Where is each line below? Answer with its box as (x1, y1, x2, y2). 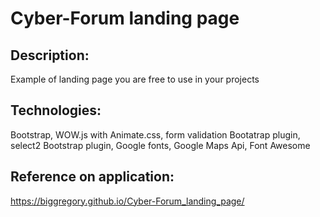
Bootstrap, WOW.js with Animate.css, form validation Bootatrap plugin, (10, 128, 301, 141)
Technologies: (10, 102, 102, 119)
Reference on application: (10, 168, 175, 186)
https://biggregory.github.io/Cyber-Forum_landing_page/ (10, 195, 245, 207)
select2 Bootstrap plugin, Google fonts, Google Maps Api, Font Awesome (10, 139, 311, 151)
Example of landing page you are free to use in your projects (10, 73, 260, 85)
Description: (10, 47, 90, 64)
